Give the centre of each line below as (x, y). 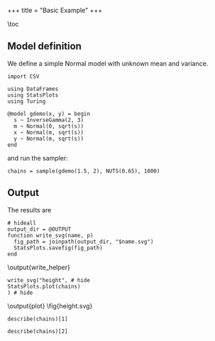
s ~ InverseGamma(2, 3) (49, 120)
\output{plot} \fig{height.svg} (50, 305)
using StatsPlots (33, 95)
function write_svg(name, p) (50, 235)
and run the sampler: (38, 158)
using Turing (27, 101)
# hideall (22, 223)
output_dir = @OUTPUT (39, 229)
